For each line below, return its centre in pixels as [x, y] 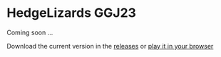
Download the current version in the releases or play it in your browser [110, 46]
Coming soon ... [30, 32]
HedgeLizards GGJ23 [72, 13]
